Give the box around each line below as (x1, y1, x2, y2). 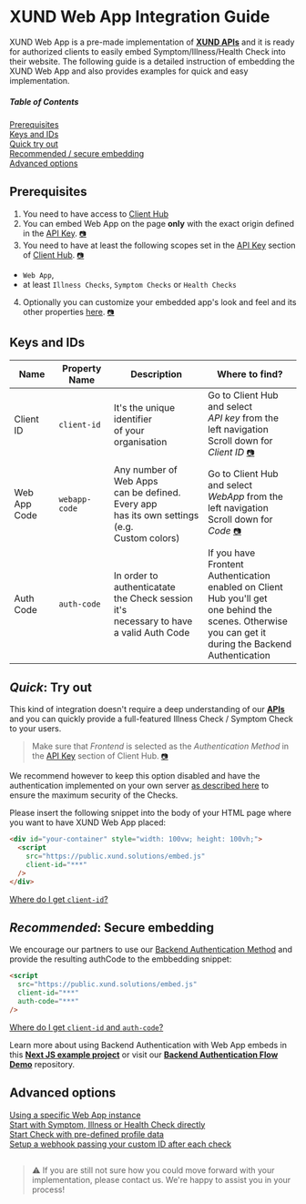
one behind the (208, 603, 273, 616)
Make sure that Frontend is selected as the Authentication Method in (31, 740, 290, 752)
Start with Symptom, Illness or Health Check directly (9, 1118, 206, 1130)
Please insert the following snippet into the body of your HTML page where (9, 808, 291, 819)
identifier (113, 413, 152, 425)
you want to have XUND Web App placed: (9, 817, 167, 828)
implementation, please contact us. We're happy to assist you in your (31, 1174, 291, 1185)
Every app (113, 497, 158, 510)
